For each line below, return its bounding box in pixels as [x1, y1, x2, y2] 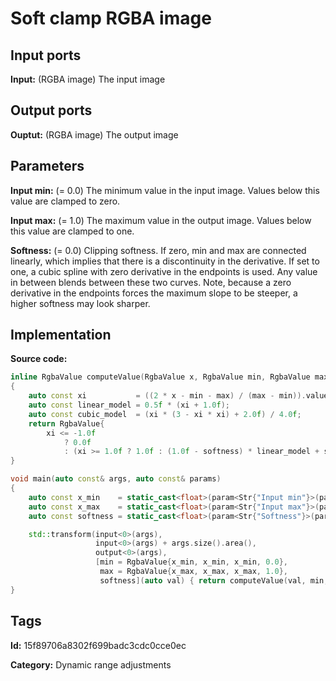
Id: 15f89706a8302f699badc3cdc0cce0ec [10, 639, 187, 651]
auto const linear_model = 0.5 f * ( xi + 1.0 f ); [28, 400, 230, 411]
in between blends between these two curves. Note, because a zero [10, 276, 292, 288]
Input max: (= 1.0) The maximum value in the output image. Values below [10, 214, 312, 226]
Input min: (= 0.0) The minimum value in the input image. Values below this [10, 184, 320, 196]
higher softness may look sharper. [10, 297, 151, 309]
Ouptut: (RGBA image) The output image [10, 128, 179, 141]
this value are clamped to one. [10, 225, 135, 237]
